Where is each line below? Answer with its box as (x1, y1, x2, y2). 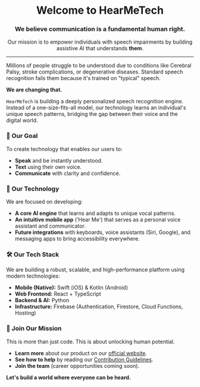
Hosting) (14, 309, 36, 317)
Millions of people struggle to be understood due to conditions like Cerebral (6, 62, 192, 69)
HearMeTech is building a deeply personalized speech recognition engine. (6, 98, 183, 105)
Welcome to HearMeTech (36, 4, 164, 17)
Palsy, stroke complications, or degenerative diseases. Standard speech (6, 68, 183, 75)
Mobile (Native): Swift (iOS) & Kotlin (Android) (14, 284, 129, 291)
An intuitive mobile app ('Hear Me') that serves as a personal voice (14, 216, 181, 223)
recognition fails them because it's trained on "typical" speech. (6, 75, 161, 82)
